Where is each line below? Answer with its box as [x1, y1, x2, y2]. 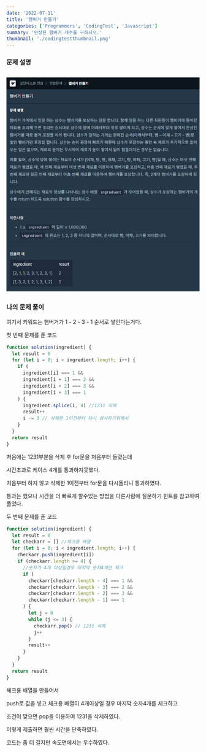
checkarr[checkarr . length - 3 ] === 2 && [28, 584, 133, 590]
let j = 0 [28, 610, 53, 616]
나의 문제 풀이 [6, 303, 45, 312]
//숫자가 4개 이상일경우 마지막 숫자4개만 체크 [22, 564, 124, 570]
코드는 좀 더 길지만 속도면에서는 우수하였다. [6, 739, 110, 746]
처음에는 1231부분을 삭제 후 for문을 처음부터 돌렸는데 [6, 453, 133, 460]
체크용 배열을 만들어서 [6, 686, 59, 694]
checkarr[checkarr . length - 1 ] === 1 [28, 597, 124, 604]
